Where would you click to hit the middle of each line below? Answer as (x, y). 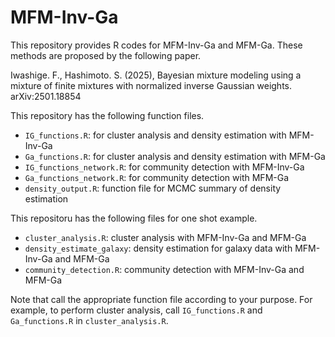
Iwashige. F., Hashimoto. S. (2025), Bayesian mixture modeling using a (156, 75)
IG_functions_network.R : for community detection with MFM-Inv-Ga (164, 167)
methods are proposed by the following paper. (106, 55)
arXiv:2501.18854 (46, 96)
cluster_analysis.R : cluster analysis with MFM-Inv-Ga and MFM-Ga (165, 237)
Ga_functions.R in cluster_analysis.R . (89, 320)
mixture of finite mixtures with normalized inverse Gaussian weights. (151, 85)
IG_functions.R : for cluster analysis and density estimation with (155, 135)
